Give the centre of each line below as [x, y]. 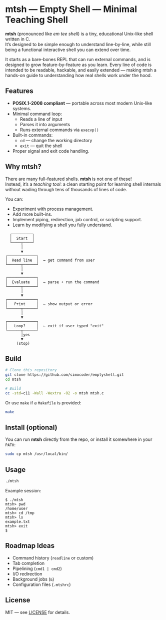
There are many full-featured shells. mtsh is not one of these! [68, 179]
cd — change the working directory [56, 140]
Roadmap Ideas [30, 546]
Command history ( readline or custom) [53, 558]
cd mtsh [13, 380]
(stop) [23, 343]
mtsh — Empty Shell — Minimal [71, 9]
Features [19, 91]
